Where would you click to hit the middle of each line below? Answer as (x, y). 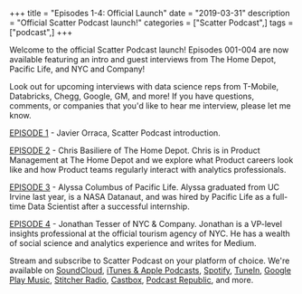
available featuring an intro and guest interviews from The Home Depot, (143, 59)
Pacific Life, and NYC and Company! (77, 69)
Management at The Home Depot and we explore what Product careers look (151, 160)
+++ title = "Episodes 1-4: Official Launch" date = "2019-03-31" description (150, 13)
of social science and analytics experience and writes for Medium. (133, 243)
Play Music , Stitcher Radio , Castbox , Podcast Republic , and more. (132, 280)
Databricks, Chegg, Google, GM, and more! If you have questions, (132, 96)
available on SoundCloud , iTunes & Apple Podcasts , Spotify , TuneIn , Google (151, 270)
